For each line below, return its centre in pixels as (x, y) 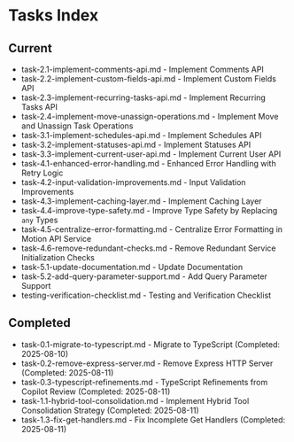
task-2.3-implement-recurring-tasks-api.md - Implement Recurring (143, 97)
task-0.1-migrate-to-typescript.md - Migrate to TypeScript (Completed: (151, 344)
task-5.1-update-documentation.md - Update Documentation (132, 267)
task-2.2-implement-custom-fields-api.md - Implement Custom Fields (148, 79)
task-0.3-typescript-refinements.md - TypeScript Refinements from (144, 382)
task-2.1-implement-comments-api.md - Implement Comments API (143, 69)
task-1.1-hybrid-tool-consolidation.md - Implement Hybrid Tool (135, 400)
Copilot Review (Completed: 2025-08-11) (96, 392)
